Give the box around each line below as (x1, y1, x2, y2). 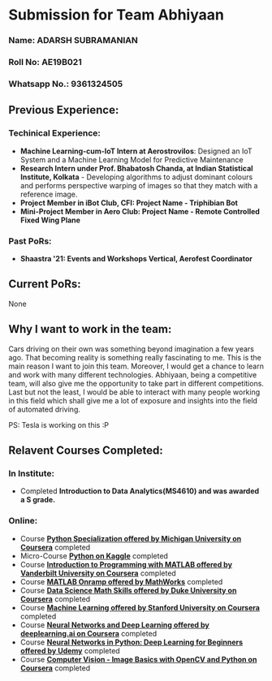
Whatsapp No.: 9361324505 (8, 78, 123, 89)
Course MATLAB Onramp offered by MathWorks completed (19, 576, 223, 586)
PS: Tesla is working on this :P (8, 420, 110, 429)
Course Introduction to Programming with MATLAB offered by (19, 559, 233, 569)
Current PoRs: (8, 278, 81, 291)
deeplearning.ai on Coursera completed (19, 628, 158, 638)
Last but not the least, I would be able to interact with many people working (8, 387, 261, 397)
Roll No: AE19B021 (8, 57, 83, 68)
